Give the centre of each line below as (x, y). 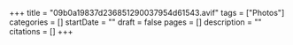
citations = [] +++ (41, 31)
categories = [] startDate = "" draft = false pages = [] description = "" (136, 22)
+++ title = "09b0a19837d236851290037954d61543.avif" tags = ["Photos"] (147, 13)
